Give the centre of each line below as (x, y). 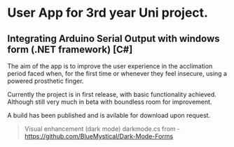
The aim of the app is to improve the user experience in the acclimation (110, 66)
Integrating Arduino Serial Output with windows (113, 39)
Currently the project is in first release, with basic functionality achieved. (112, 94)
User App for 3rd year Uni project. (108, 13)
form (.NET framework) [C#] (70, 49)
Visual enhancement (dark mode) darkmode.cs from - (102, 129)
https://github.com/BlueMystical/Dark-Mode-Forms (99, 136)
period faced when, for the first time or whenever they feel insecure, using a (117, 73)
